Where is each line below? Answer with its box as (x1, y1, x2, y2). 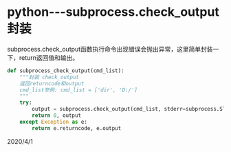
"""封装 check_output (19, 74, 79, 80)
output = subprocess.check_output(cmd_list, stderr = (32, 106, 186, 113)
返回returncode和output (19, 80, 85, 87)
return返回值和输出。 (19, 53, 79, 62)
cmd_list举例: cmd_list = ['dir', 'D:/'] (19, 87, 137, 94)
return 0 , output (32, 112, 81, 119)
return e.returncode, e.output (32, 124, 122, 131)
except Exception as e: (19, 118, 88, 125)
